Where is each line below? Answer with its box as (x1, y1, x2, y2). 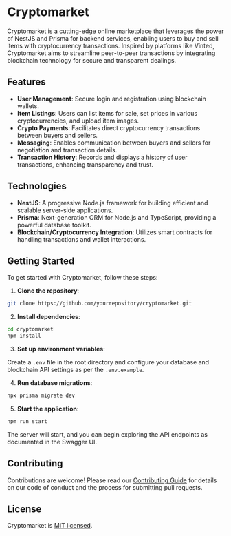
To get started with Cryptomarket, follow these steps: (7, 274, 158, 282)
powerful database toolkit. (16, 220, 91, 229)
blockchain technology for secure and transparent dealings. (7, 56, 177, 64)
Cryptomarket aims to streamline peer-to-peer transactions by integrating (7, 49, 216, 57)
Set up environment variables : (16, 345, 105, 353)
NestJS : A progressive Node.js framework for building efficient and (16, 198, 208, 207)
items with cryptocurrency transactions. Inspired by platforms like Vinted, (7, 41, 215, 50)
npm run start (7, 418, 48, 424)
